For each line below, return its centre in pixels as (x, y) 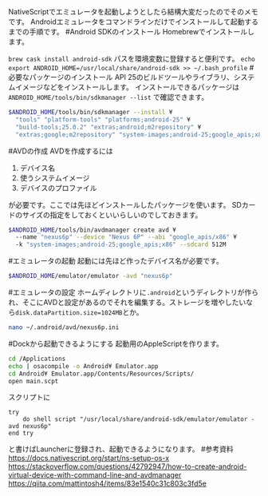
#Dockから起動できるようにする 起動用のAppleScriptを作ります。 (116, 343)
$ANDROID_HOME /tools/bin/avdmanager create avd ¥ (93, 230)
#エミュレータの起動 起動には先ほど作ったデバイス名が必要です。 (116, 261)
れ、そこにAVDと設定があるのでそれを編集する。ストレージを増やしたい (127, 302)
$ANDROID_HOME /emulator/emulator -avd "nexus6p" (91, 276)
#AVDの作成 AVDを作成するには (61, 151)
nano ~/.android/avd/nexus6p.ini (64, 327)
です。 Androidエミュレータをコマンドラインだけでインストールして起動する (134, 22)
